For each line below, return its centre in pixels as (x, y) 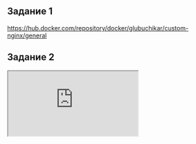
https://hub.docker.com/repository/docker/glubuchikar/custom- (98, 28)
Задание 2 (31, 57)
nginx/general (27, 35)
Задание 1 (30, 11)
